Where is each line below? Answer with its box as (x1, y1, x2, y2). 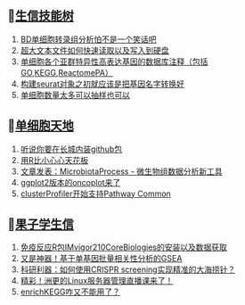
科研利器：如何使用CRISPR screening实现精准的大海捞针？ (20, 264, 236, 275)
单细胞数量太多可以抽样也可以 (20, 89, 130, 100)
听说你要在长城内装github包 (20, 144, 123, 154)
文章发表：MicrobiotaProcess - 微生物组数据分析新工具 (20, 166, 223, 177)
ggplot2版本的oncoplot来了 (20, 177, 121, 187)
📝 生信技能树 (7, 8, 74, 24)
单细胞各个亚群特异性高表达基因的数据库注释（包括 (20, 56, 208, 67)
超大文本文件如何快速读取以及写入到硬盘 (20, 45, 169, 55)
